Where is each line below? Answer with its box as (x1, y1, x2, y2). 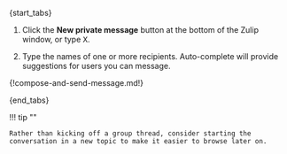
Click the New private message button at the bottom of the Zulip (21, 25, 260, 35)
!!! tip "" (9, 112, 37, 122)
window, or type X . (21, 35, 90, 44)
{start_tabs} (9, 8, 52, 18)
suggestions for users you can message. (21, 61, 171, 71)
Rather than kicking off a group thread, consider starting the (9, 129, 252, 138)
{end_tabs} (9, 95, 50, 105)
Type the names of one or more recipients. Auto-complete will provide (21, 51, 279, 61)
